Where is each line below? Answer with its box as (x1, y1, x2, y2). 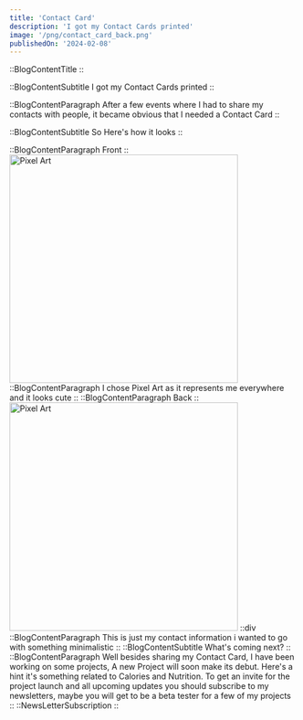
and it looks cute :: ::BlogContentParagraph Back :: (9, 392, 199, 403)
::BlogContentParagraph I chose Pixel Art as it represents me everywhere (9, 383, 285, 394)
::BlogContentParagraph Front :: (9, 144, 130, 155)
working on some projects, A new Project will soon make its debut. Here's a (9, 662, 294, 672)
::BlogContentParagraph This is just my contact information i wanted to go (9, 632, 288, 643)
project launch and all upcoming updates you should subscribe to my (9, 681, 269, 692)
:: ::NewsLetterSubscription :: (9, 700, 120, 711)
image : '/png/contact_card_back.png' (9, 30, 153, 39)
